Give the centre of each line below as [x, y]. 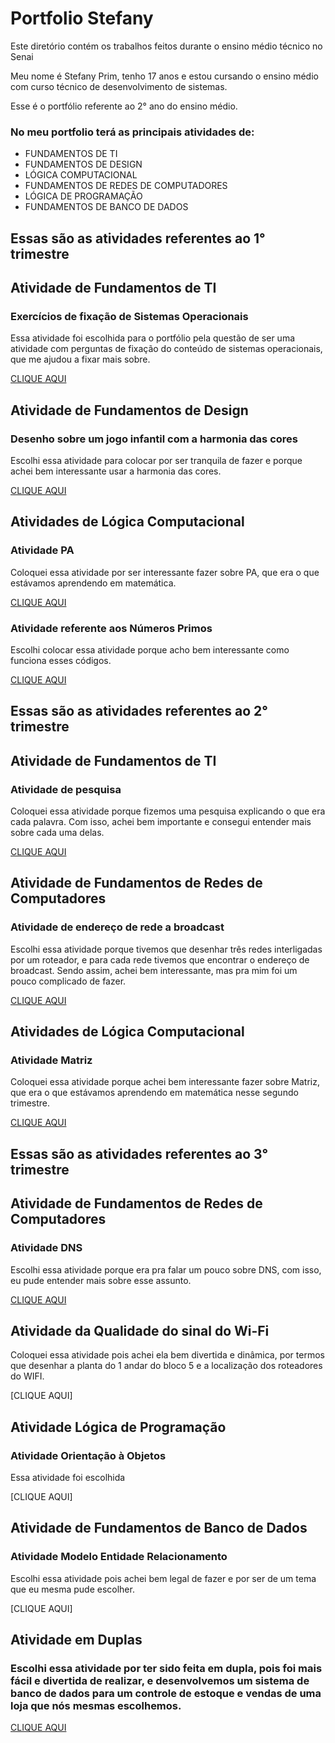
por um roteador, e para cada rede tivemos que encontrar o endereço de [160, 959]
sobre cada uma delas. [57, 833]
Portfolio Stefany [82, 18]
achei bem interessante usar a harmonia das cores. [116, 471]
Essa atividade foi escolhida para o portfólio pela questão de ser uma [153, 338]
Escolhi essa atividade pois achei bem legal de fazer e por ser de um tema [163, 1578]
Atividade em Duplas [76, 1640]
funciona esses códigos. [61, 660]
